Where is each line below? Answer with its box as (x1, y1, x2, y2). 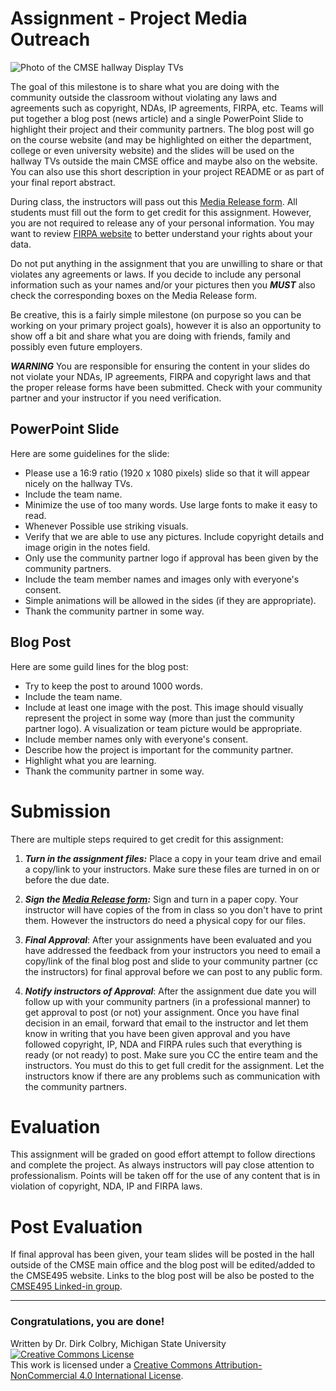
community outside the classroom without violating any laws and (10, 91, 278, 103)
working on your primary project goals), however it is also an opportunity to (10, 319, 322, 331)
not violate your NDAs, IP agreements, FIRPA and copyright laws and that (10, 370, 312, 382)
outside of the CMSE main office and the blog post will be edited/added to (10, 1259, 316, 1271)
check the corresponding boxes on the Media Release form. (10, 289, 258, 301)
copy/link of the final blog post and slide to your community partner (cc (24, 955, 319, 967)
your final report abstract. (10, 176, 116, 188)
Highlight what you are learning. (24, 754, 157, 766)
